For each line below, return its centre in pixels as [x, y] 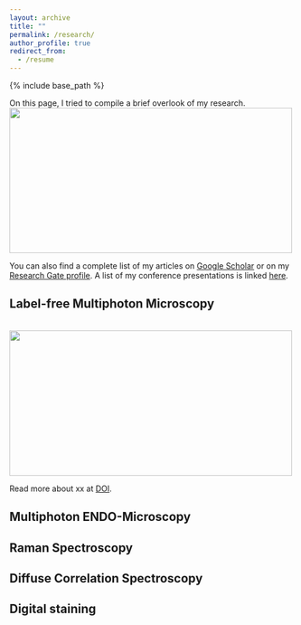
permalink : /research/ [52, 34]
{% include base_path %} [57, 85]
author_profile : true [50, 43]
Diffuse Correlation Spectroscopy [106, 578]
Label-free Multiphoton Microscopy [112, 304]
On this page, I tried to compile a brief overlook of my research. [127, 103]
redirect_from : [38, 52]
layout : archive [40, 18]
